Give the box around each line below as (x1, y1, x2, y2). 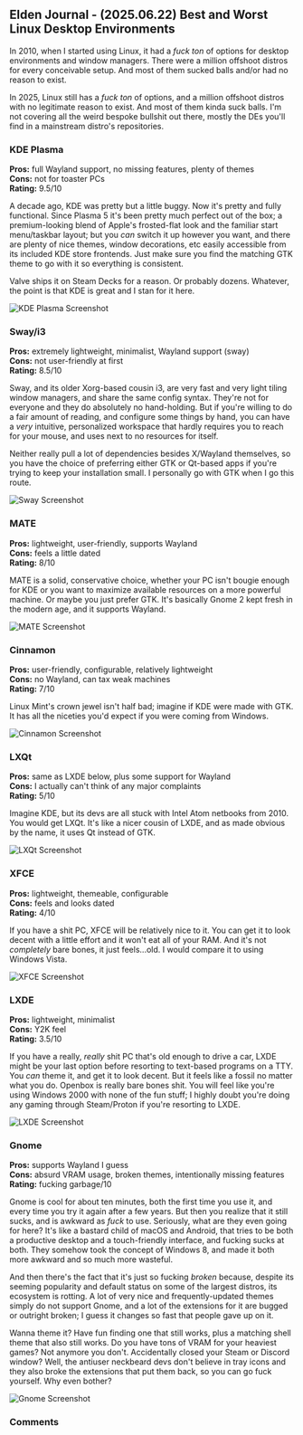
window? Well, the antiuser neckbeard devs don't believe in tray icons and (9, 1356, 287, 1367)
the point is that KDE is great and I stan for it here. (9, 285, 195, 297)
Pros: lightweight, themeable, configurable (9, 888, 169, 898)
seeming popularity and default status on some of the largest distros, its (9, 1281, 278, 1292)
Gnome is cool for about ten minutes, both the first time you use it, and (9, 1196, 273, 1207)
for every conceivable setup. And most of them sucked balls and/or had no (9, 64, 289, 75)
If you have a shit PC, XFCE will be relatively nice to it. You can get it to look (9, 925, 291, 936)
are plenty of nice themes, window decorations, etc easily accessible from (9, 239, 287, 250)
